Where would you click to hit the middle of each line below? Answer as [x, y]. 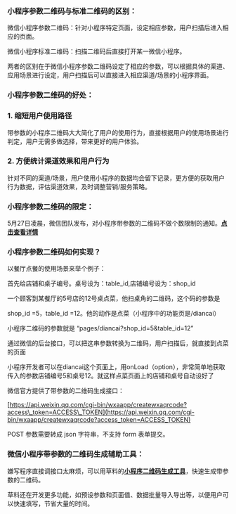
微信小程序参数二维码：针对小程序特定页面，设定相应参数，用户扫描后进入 [115, 28]
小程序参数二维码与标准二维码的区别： [72, 11]
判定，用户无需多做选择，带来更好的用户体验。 [75, 141]
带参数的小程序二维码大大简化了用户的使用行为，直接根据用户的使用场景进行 [118, 132]
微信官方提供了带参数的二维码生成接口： [66, 391]
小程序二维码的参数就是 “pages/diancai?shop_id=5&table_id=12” [100, 328]
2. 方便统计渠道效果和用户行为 [58, 161]
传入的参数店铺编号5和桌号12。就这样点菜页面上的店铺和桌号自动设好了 [111, 376]
